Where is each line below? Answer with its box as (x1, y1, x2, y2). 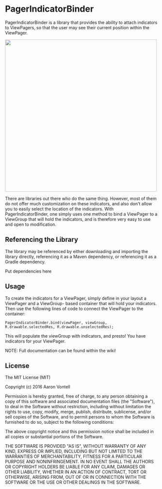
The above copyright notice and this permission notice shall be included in (5, 429, 154, 435)
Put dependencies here (5, 268, 52, 274)
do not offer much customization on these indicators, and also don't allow (5, 200, 152, 206)
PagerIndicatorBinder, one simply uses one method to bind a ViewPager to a (5, 211, 158, 217)
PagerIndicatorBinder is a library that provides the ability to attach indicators (5, 19, 158, 25)
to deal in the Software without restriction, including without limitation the (5, 404, 151, 410)
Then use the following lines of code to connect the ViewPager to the (5, 306, 144, 311)
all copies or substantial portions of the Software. (5, 434, 103, 440)
